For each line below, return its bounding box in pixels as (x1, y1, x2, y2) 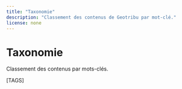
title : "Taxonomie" (6, 8, 55, 15)
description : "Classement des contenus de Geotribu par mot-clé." (6, 14, 177, 20)
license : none (6, 20, 42, 26)
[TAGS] (6, 77, 24, 84)
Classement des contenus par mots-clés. (6, 65, 108, 72)
